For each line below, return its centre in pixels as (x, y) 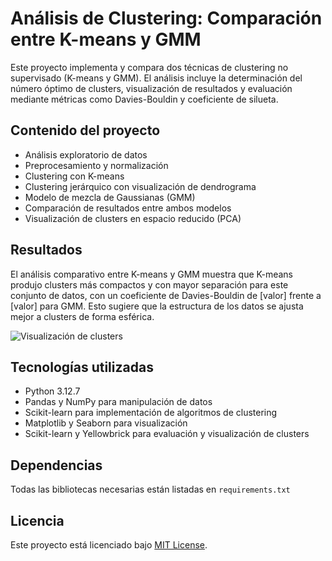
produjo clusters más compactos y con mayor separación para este (149, 284)
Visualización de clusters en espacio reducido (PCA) (133, 218)
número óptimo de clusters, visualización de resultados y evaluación (151, 88)
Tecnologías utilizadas (82, 367)
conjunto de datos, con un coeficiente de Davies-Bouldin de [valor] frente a (166, 295)
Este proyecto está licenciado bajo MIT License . (109, 545)
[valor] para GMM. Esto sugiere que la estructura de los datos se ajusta (157, 306)
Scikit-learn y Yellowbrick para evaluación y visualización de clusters (167, 434)
